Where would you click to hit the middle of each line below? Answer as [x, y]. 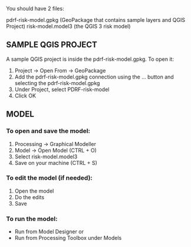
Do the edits [29, 197]
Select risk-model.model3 [46, 157]
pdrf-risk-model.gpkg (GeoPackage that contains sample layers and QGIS [96, 20]
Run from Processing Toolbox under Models [68, 238]
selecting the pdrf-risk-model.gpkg [57, 83]
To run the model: [32, 219]
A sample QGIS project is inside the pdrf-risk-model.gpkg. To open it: [90, 59]
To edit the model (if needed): [50, 178]
